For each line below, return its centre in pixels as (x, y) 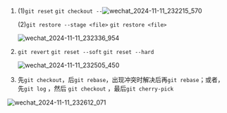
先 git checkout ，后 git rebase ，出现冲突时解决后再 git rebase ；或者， (121, 80)
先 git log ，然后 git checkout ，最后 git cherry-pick (96, 88)
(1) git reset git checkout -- (60, 11)
